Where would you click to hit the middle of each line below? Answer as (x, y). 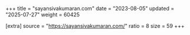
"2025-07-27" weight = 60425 (43, 15)
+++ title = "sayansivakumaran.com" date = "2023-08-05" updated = (90, 8)
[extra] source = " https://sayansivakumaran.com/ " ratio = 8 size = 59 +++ (95, 26)
